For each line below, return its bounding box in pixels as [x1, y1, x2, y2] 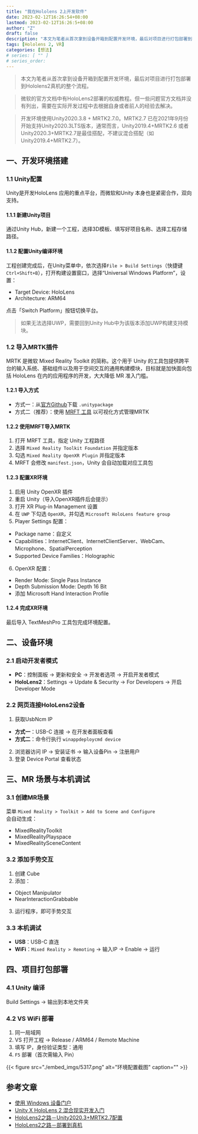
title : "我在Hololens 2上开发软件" [6, 8, 87, 15]
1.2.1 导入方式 [6, 387, 39, 394]
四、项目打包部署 [6, 965, 68, 975]
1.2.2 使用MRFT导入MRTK [6, 423, 71, 430]
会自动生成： [6, 815, 37, 823]
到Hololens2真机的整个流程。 [20, 82, 93, 89]
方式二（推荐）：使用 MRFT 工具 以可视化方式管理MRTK [14, 408, 149, 416]
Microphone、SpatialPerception [14, 545, 93, 552]
